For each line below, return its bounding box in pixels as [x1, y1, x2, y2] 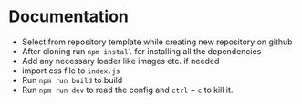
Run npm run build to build [21, 74, 123, 85]
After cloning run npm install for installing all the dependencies [21, 45, 262, 56]
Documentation [8, 6, 130, 27]
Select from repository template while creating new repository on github [21, 36, 293, 47]
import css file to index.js [21, 65, 120, 76]
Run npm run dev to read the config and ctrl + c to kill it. [21, 84, 234, 95]
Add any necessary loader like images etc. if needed [21, 55, 220, 66]
